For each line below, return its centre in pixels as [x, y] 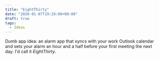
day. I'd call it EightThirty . [31, 52]
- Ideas [17, 28]
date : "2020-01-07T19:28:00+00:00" [41, 14]
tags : [11, 23]
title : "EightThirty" [27, 9]
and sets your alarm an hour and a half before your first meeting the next [79, 46]
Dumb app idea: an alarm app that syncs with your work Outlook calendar [79, 41]
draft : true [17, 18]
